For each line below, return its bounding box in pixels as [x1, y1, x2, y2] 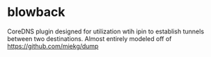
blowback [7, 4, 65, 20]
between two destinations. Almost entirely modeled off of [7, 34, 172, 42]
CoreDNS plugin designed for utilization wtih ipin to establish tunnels [7, 27, 204, 35]
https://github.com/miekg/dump [7, 42, 99, 50]
